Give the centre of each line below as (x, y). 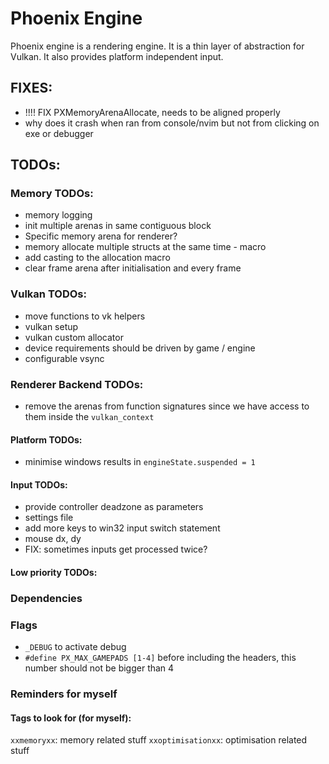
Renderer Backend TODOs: (77, 384)
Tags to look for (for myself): (71, 718)
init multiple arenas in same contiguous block (118, 226)
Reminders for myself (64, 694)
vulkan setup (51, 326)
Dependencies (46, 598)
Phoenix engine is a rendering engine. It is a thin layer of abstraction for (157, 46)
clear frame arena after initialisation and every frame (133, 268)
